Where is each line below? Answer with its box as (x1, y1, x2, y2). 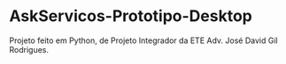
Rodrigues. (9, 44, 50, 54)
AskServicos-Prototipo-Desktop (9, 6, 252, 26)
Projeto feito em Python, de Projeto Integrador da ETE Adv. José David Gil (9, 35, 278, 46)
